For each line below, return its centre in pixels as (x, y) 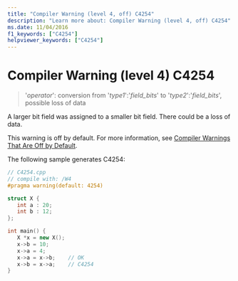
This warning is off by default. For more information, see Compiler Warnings (119, 138)
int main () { (27, 231)
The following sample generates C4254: (67, 159)
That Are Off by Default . (42, 146)
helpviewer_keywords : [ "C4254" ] (55, 41)
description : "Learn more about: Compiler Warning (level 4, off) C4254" (119, 21)
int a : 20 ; (35, 205)
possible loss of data (55, 103)
